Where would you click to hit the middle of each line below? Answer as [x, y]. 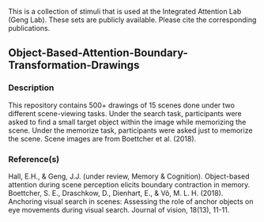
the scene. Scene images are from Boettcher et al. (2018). [102, 138]
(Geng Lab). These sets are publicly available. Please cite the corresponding [132, 20]
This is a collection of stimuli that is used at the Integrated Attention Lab [125, 11]
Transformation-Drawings [74, 65]
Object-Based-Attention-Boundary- [98, 53]
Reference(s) [34, 159]
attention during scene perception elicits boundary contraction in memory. [129, 184]
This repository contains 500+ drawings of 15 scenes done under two [122, 105]
